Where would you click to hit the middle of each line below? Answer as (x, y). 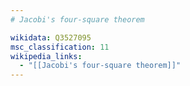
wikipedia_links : (46, 56)
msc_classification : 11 (60, 47)
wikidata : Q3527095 (51, 37)
